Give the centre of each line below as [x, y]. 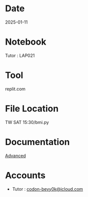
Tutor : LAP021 [20, 55]
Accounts [25, 175]
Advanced [15, 155]
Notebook [26, 42]
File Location [32, 109]
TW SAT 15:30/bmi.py [27, 122]
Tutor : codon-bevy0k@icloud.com [48, 189]
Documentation [38, 142]
